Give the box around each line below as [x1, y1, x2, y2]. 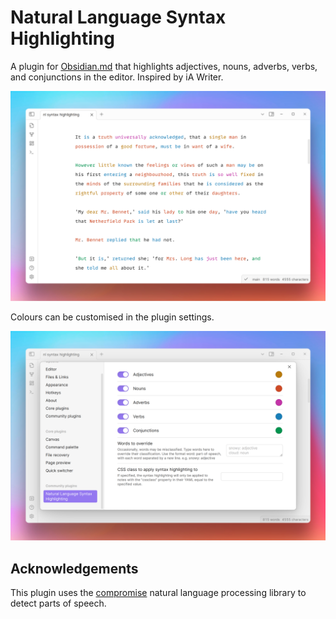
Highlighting [10, 27, 115, 50]
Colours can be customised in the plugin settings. [10, 311, 215, 323]
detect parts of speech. [10, 597, 107, 610]
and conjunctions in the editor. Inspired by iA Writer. [10, 71, 224, 83]
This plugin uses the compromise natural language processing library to [10, 587, 307, 599]
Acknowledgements [10, 560, 139, 577]
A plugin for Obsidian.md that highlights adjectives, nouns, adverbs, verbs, [10, 60, 318, 72]
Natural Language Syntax [10, 6, 227, 29]
